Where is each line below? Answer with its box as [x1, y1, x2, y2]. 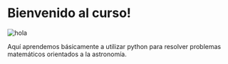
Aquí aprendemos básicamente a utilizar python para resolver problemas [7, 42, 222, 50]
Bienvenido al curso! [7, 5, 132, 21]
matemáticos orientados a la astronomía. [7, 50, 127, 58]
